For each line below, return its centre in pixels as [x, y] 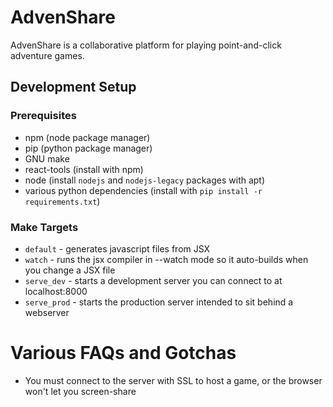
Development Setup [73, 87]
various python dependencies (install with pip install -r [143, 190]
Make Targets [44, 227]
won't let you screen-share [80, 391]
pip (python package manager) [88, 148]
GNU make [47, 158]
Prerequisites [43, 116]
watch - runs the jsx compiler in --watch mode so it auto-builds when [166, 259]
